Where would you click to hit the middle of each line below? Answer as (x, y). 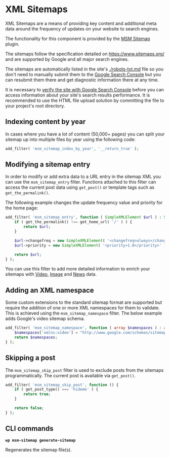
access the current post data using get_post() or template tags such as (80, 187)
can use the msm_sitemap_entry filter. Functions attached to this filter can (81, 182)
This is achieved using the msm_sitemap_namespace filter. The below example (84, 313)
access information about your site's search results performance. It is (78, 95)
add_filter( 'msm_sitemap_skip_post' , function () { (62, 385)
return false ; (29, 408)
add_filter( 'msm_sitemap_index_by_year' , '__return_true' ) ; (72, 149)
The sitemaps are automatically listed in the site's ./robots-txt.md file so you (84, 69)
